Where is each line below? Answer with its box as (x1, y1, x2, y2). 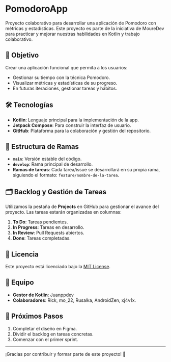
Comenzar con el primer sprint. (12, 336, 78, 342)
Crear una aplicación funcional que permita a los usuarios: (5, 64, 128, 70)
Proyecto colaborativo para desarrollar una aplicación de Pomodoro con (5, 20, 156, 26)
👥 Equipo (5, 278, 34, 287)
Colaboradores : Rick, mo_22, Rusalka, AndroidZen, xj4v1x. (12, 297, 136, 303)
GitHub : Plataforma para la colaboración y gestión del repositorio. (12, 127, 151, 134)
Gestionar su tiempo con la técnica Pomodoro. (12, 74, 110, 81)
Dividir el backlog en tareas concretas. (12, 331, 94, 337)
